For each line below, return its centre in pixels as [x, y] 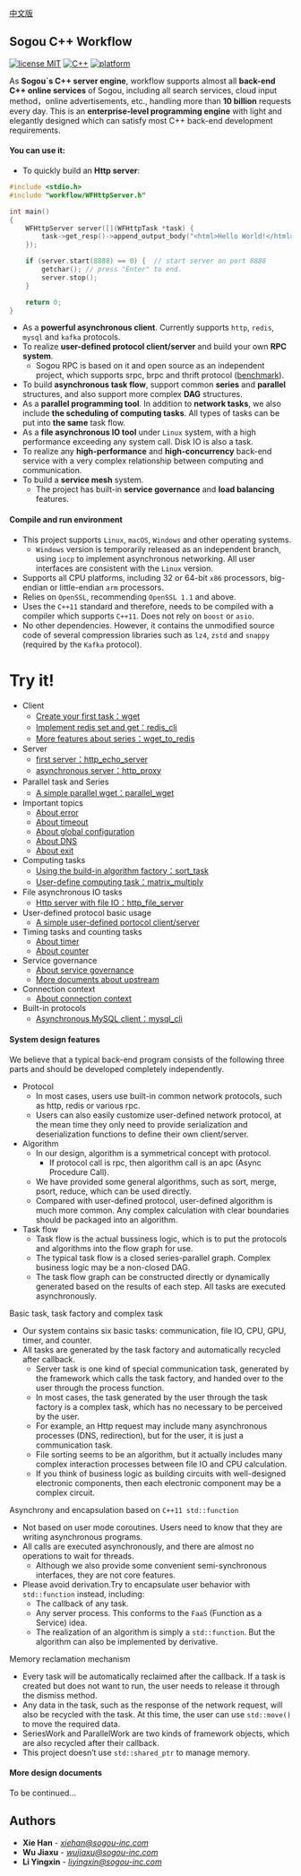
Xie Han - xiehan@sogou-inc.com [86, 1842]
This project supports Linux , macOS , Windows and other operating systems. [157, 540]
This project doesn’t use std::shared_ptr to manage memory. [136, 1752]
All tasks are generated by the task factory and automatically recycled [151, 1349]
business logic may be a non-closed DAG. [113, 1267]
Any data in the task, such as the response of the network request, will [152, 1705]
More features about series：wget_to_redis [115, 739]
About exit [55, 851]
